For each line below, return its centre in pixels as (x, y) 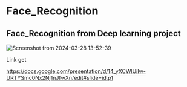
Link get (16, 60)
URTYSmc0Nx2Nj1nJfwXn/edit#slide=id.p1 (60, 78)
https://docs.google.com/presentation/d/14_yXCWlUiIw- (76, 71)
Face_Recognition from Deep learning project (93, 34)
